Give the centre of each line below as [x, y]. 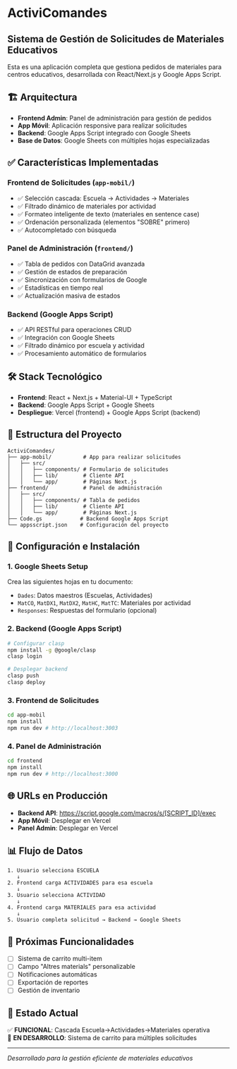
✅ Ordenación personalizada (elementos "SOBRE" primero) [104, 222]
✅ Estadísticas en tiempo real [60, 288]
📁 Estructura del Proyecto [65, 435]
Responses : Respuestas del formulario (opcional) [87, 611]
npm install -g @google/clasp [52, 650]
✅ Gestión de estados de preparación [72, 271]
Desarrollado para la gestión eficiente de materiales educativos [100, 1058]
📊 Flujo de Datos [45, 851]
